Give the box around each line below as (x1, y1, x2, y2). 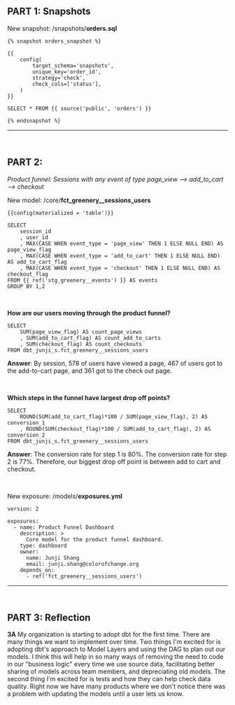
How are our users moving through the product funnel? (7, 308, 171, 317)
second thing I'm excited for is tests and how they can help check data (7, 675, 211, 683)
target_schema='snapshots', (32, 62, 114, 69)
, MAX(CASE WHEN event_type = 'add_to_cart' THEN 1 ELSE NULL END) (20, 252, 220, 259)
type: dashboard (20, 542, 68, 549)
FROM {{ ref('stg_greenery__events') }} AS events (7, 276, 158, 284)
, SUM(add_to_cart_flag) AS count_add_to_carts (20, 334, 161, 341)
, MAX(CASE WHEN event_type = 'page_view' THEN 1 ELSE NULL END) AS (20, 240, 224, 247)
